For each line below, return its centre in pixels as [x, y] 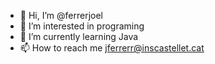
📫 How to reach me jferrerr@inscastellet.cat [112, 48]
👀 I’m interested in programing [82, 26]
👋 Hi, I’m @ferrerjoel [61, 15]
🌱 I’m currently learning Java [79, 36]
